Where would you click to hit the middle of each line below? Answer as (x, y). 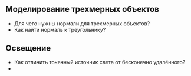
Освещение (28, 48)
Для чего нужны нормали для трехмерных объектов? (82, 23)
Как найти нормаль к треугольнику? (60, 29)
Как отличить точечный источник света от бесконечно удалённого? (100, 62)
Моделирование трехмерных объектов (83, 9)
